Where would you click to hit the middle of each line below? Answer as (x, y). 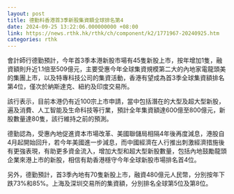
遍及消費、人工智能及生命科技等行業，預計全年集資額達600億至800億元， (113, 110)
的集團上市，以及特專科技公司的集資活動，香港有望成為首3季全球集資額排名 (116, 78)
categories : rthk (32, 40)
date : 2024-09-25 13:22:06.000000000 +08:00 (73, 27)
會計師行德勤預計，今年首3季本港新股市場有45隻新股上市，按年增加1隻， (112, 61)
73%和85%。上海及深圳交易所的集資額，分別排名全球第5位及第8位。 (112, 184)
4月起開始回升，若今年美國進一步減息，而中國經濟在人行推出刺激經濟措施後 (116, 142)
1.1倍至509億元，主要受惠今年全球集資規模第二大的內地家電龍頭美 (132, 69)
